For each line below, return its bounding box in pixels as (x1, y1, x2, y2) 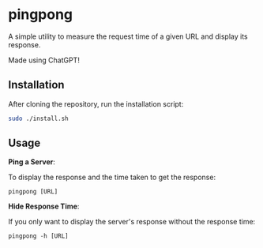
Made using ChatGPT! (8, 55, 81, 65)
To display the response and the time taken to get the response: (8, 172, 216, 182)
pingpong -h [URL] (8, 232, 69, 240)
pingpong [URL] (8, 188, 58, 196)
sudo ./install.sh (8, 115, 69, 122)
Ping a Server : (8, 157, 55, 167)
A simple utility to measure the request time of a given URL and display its (8, 32, 248, 41)
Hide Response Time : (8, 201, 80, 211)
